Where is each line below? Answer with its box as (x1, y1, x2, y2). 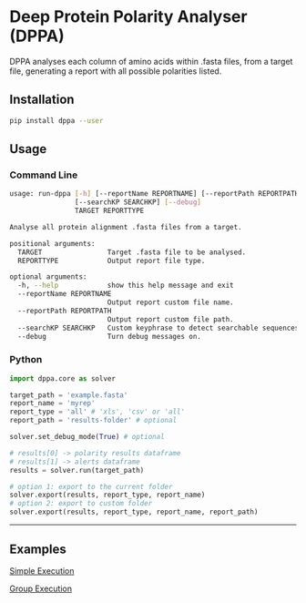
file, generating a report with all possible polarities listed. (9, 66, 222, 77)
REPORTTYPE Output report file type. (17, 256, 206, 265)
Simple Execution (9, 565, 75, 576)
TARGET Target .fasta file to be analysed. (17, 248, 247, 257)
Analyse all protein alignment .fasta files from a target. (9, 222, 243, 231)
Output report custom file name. (107, 298, 234, 307)
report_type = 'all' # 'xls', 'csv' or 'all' (9, 407, 185, 416)
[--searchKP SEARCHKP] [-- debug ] (74, 198, 202, 207)
